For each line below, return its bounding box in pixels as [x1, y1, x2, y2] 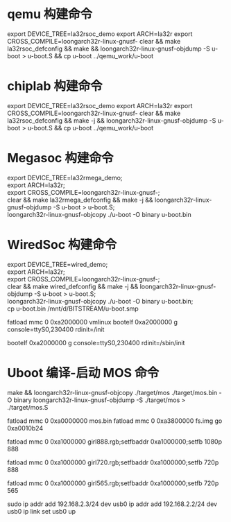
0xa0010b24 [7, 424, 44, 432]
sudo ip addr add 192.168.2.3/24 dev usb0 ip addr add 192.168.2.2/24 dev [7, 500, 217, 508]
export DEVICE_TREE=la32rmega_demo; [7, 173, 123, 182]
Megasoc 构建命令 [7, 150, 114, 166]
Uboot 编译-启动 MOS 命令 [7, 365, 160, 381]
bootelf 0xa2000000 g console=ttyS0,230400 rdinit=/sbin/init [7, 338, 185, 347]
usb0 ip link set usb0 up [7, 507, 76, 515]
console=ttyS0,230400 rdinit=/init [7, 325, 105, 333]
